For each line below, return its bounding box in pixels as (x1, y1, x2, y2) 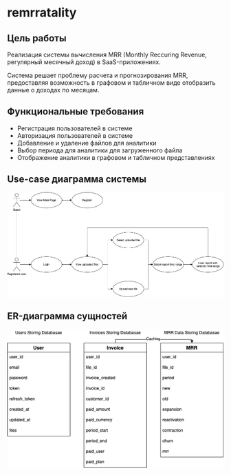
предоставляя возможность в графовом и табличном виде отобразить (7, 79, 216, 87)
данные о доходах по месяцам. (7, 86, 100, 94)
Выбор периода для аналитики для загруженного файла (16, 146, 183, 154)
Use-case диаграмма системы (7, 174, 146, 185)
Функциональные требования (7, 105, 144, 118)
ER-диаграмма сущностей (7, 310, 128, 322)
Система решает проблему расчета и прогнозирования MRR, (7, 71, 188, 79)
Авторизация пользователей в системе (16, 131, 133, 139)
